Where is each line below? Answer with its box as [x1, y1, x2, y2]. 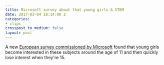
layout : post [5, 30, 32, 35]
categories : [5, 16, 30, 21]
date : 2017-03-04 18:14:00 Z [5, 12, 66, 17]
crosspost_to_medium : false [5, 26, 64, 31]
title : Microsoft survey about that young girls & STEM [5, 7, 124, 12]
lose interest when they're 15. [5, 55, 66, 60]
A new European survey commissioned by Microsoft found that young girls [5, 44, 159, 50]
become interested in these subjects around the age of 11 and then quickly [5, 49, 158, 55]
